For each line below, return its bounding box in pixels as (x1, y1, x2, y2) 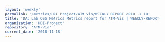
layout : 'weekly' (5, 7, 41, 12)
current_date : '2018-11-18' (5, 29, 63, 34)
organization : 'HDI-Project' (5, 20, 65, 26)
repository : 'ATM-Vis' (5, 25, 52, 30)
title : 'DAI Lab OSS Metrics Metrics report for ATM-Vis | (5, 16, 129, 21)
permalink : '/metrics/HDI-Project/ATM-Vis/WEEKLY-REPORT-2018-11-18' (5, 12, 151, 16)
